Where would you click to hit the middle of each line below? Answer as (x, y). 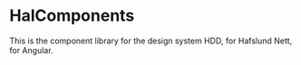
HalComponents (72, 16)
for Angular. (31, 50)
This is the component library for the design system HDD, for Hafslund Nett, (151, 41)
